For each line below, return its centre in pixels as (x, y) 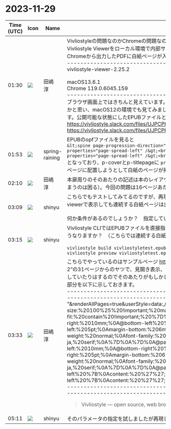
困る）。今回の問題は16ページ (122, 187)
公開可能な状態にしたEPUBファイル (119, 117)
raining (51, 157)
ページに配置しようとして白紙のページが (115, 170)
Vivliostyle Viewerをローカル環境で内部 (114, 48)
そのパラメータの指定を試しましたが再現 (115, 419)
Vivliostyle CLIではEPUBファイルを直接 (113, 228)
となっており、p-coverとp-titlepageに (113, 162)
